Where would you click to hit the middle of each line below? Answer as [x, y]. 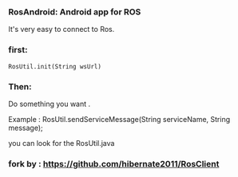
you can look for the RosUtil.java [61, 143]
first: [18, 50]
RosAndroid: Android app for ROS [75, 12]
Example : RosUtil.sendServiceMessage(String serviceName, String [119, 119]
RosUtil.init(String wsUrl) [55, 66]
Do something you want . [50, 104]
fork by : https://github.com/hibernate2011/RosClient [114, 163]
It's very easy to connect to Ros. [61, 29]
